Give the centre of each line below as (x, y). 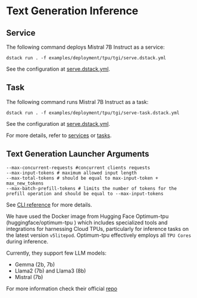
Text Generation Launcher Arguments (78, 154)
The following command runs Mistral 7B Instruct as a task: (77, 102)
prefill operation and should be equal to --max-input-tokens (85, 194)
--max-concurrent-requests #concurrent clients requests (78, 167)
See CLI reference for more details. (49, 205)
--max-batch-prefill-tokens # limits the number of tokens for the (92, 188)
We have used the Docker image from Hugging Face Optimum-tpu (87, 216)
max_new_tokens (25, 183)
